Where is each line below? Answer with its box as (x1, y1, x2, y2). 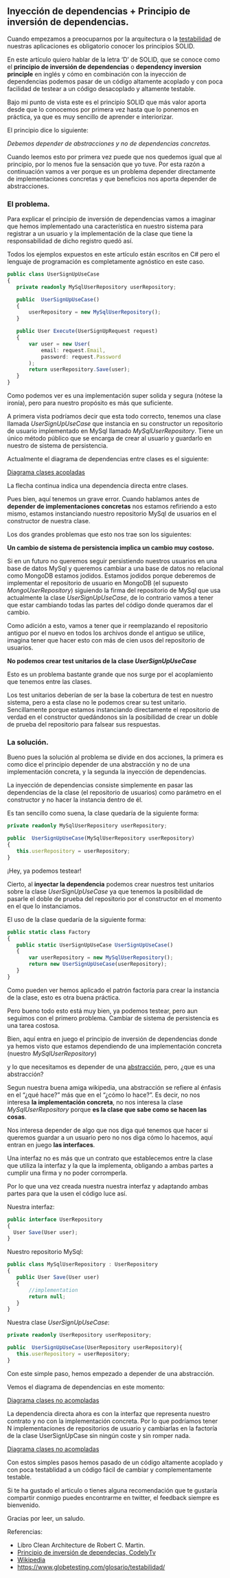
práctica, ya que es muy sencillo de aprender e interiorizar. (7, 112, 174, 121)
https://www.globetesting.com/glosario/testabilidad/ (16, 1563, 165, 1571)
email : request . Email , (41, 347, 106, 354)
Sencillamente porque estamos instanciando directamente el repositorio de (7, 706, 220, 714)
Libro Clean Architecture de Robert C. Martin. (16, 1541, 146, 1549)
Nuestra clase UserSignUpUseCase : (7, 1318, 110, 1326)
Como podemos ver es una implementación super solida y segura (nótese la (7, 392, 223, 400)
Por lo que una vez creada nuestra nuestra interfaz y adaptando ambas (7, 1182, 209, 1190)
